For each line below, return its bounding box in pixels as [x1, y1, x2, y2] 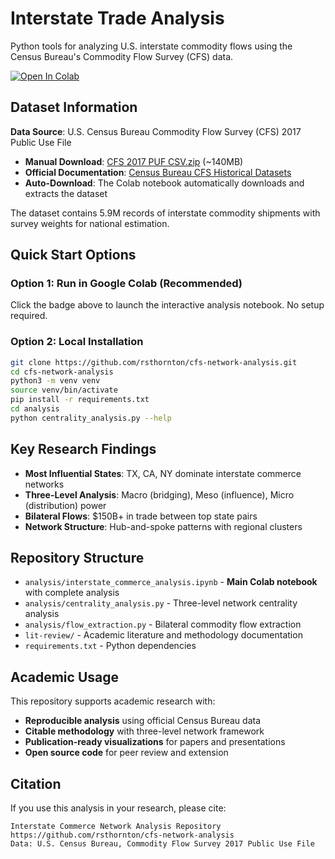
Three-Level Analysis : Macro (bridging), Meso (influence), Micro [24, 488, 295, 501]
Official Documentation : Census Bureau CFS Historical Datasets [24, 166, 292, 178]
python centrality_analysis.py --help [10, 413, 172, 423]
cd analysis [10, 404, 60, 414]
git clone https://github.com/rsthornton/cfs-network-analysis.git [10, 357, 298, 367]
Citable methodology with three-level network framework [24, 725, 265, 737]
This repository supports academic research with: [10, 695, 216, 707]
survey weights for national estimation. [10, 217, 170, 229]
